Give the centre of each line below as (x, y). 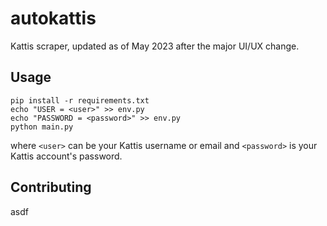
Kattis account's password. (66, 156)
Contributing (51, 187)
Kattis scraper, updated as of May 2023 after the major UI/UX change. (155, 46)
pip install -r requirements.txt (80, 100)
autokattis (53, 18)
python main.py (42, 127)
